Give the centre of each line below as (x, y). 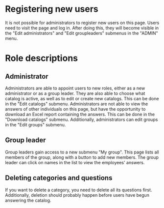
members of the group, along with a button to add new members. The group (82, 157)
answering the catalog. (28, 200)
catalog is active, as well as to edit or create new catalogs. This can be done (82, 98)
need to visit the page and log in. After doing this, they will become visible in (82, 28)
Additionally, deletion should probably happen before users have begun (77, 195)
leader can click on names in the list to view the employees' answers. (75, 162)
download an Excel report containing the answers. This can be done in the (80, 114)
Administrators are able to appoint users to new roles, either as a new (75, 88)
